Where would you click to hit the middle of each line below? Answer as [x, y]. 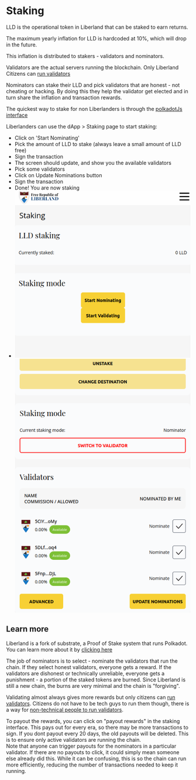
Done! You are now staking [47, 188]
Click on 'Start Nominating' [47, 138]
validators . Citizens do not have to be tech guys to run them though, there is [98, 703]
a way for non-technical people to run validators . [65, 710]
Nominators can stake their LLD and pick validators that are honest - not [93, 85]
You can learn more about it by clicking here [59, 649]
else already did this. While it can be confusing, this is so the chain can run [96, 758]
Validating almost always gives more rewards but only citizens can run [91, 697]
